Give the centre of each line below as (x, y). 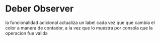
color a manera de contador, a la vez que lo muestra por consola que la (79, 27)
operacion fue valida (26, 33)
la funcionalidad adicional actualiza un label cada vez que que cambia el (80, 22)
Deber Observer (39, 9)
